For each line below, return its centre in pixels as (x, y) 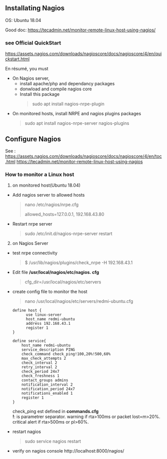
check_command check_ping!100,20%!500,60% (66, 354)
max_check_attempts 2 (44, 359)
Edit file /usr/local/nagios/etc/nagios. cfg (56, 272)
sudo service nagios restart (53, 442)
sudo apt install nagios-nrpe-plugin (68, 104)
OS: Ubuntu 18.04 (23, 20)
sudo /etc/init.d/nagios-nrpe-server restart (69, 233)
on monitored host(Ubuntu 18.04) (46, 185)
